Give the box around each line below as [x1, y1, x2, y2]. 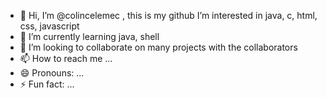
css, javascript [19, 20, 80, 32]
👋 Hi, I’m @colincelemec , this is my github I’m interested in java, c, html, [19, 10, 318, 21]
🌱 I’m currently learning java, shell [19, 31, 160, 42]
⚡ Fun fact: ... [19, 78, 75, 90]
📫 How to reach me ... [19, 53, 113, 64]
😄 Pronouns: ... [19, 67, 85, 79]
